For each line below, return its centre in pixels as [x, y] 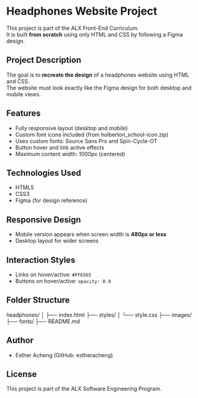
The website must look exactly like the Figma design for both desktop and [99, 88]
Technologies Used [44, 173]
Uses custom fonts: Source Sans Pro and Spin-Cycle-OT [86, 141]
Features [23, 113]
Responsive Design [44, 219]
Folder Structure [38, 300]
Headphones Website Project [82, 11]
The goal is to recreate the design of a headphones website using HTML [98, 75]
